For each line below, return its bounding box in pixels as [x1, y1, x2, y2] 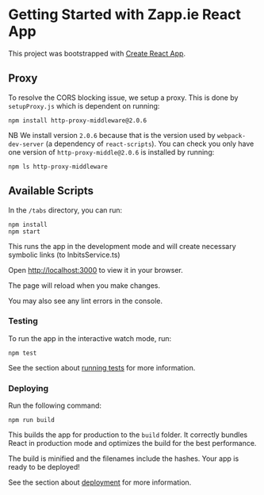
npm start [8, 228, 41, 236]
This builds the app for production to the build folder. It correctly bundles [8, 430, 248, 439]
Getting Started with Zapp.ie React [8, 6, 242, 24]
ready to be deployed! [8, 462, 81, 472]
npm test [8, 349, 37, 357]
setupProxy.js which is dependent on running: [8, 101, 160, 110]
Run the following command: [8, 401, 101, 410]
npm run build [8, 416, 55, 424]
